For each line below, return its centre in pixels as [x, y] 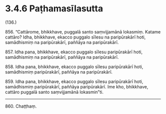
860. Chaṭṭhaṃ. [21, 106]
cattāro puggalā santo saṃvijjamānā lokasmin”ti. [54, 92]
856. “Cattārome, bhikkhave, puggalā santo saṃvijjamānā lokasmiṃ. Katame [83, 32]
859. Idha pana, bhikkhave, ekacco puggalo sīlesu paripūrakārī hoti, [74, 81]
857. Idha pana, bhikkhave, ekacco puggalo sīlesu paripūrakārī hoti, [74, 52]
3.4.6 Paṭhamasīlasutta [54, 9]
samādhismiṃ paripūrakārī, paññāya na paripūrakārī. [59, 72]
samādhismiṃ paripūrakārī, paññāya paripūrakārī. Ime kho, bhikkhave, [77, 86]
